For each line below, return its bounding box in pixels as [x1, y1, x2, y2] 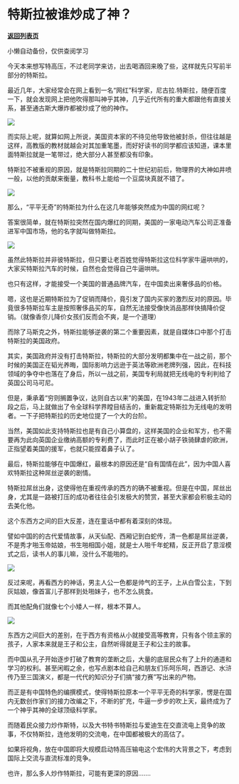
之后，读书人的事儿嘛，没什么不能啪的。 [13, 549, 132, 558]
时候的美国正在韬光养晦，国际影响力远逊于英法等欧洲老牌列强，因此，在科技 [7, 360, 232, 369]
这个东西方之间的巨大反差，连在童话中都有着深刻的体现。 [7, 516, 176, 525]
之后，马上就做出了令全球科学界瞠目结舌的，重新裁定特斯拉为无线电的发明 [13, 402, 232, 411]
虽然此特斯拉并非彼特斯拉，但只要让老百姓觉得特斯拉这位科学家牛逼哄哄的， [7, 255, 232, 264]
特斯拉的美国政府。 [7, 336, 64, 345]
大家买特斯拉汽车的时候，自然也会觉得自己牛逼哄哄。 [7, 264, 164, 273]
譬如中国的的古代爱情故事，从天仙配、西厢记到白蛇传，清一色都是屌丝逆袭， [7, 531, 232, 540]
